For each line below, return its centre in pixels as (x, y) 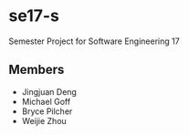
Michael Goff (46, 101)
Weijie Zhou (44, 120)
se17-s (34, 16)
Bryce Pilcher (47, 111)
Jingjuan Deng (49, 91)
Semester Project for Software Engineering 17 (94, 41)
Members (37, 70)
